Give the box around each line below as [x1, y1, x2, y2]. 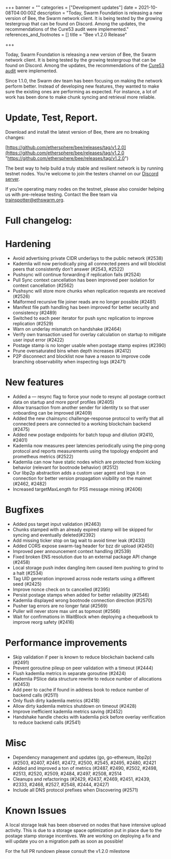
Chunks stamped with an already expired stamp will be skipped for [12, 526, 153, 533]
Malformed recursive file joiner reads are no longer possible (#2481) [12, 299, 157, 305]
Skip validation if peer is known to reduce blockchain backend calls [12, 653, 155, 660]
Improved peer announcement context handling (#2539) [12, 548, 131, 554]
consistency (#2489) [12, 310, 57, 316]
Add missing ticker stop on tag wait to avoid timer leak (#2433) [12, 537, 145, 543]
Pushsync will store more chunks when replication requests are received [12, 288, 166, 294]
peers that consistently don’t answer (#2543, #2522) [12, 266, 124, 272]
